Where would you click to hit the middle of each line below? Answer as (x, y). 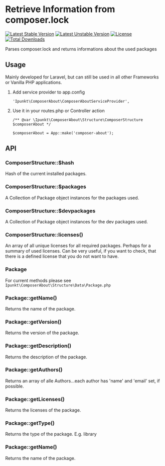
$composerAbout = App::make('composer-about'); (63, 133)
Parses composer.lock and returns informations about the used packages (81, 49)
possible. (15, 386)
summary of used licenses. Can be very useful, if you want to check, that (81, 251)
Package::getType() (30, 423)
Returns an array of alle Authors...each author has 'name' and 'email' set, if (82, 380)
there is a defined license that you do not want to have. (62, 256)
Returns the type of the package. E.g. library (51, 434)
